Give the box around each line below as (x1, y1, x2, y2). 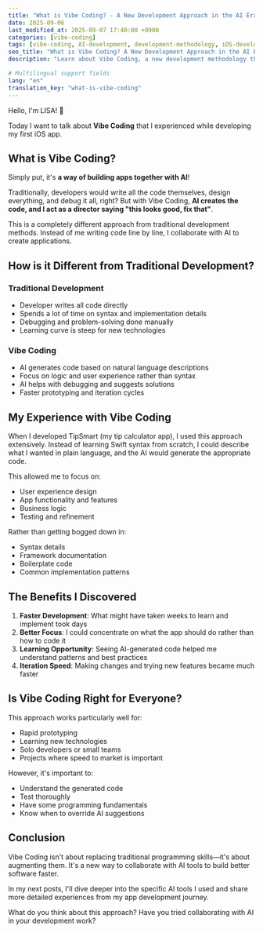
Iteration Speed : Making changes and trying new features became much (19, 661, 255, 670)
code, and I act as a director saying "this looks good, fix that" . (8, 205, 214, 214)
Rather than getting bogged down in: (8, 527, 127, 537)
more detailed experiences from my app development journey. (8, 892, 209, 902)
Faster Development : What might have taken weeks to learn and (19, 610, 229, 620)
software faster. (8, 869, 59, 878)
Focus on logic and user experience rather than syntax (19, 371, 196, 381)
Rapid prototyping (19, 727, 78, 738)
